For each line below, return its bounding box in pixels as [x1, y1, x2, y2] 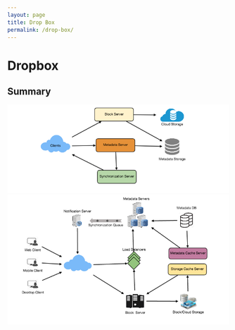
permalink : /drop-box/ [7, 26, 74, 33]
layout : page [7, 11, 46, 18]
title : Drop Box [7, 18, 55, 26]
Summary [7, 85, 51, 97]
